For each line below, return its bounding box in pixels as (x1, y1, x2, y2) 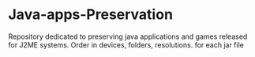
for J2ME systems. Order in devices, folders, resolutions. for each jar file (8, 40, 245, 49)
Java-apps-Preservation (8, 6, 174, 24)
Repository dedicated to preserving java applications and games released (8, 32, 248, 41)
